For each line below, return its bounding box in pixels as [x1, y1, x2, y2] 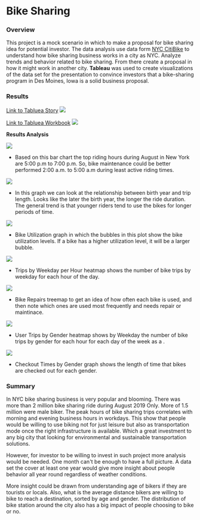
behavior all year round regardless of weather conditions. [6, 471, 147, 478]
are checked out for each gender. [14, 367, 97, 374]
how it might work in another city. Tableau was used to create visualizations [6, 65, 193, 72]
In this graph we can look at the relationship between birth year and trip [14, 189, 191, 196]
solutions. [6, 440, 30, 448]
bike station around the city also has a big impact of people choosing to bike [6, 501, 194, 509]
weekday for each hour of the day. [14, 273, 100, 280]
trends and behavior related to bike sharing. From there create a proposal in [6, 58, 192, 65]
